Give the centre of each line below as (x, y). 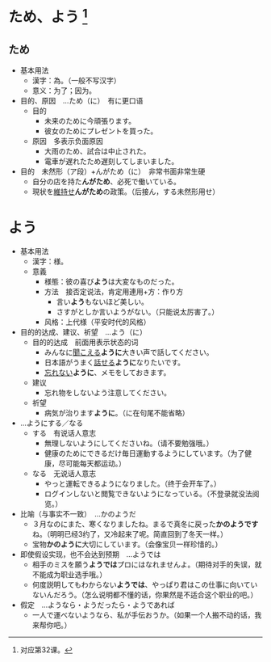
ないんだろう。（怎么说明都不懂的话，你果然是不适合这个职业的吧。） (145, 595)
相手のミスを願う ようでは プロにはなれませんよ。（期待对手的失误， (144, 565)
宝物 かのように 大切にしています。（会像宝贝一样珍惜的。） (127, 544)
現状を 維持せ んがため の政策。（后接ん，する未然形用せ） (126, 192)
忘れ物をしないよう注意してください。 (108, 393)
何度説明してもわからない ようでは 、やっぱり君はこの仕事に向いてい (145, 585)
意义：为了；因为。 (64, 91)
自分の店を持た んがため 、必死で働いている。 (106, 182)
